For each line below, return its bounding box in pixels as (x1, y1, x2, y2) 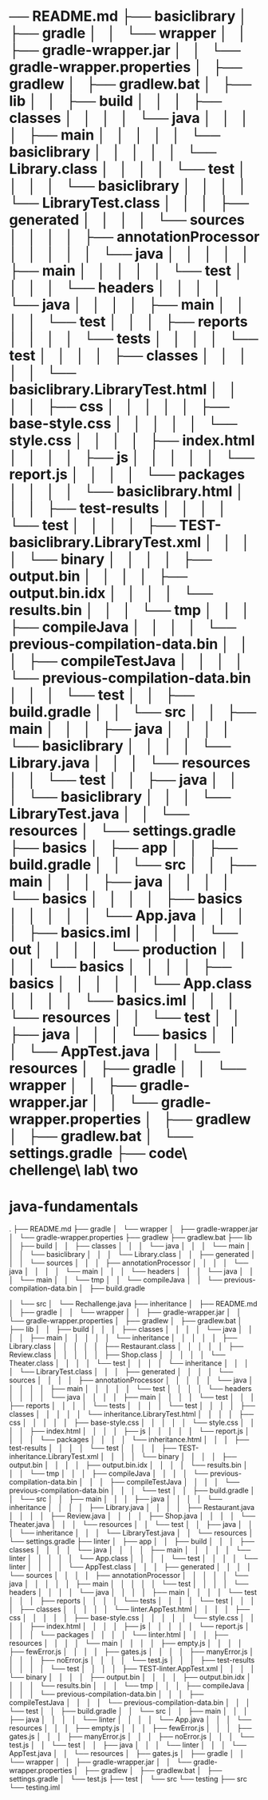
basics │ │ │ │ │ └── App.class (9, 974, 252, 993)
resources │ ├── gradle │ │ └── (9, 1060, 246, 1077)
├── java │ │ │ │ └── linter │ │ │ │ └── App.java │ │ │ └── (9, 1715, 252, 1724)
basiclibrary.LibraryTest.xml (9, 533, 202, 552)
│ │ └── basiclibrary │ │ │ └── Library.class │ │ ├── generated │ (9, 1250, 256, 1259)
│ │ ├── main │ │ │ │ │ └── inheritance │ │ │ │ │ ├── (9, 1333, 238, 1342)
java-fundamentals (9, 1198, 139, 1216)
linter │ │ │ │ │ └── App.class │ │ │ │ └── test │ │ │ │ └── (9, 1553, 258, 1564)
